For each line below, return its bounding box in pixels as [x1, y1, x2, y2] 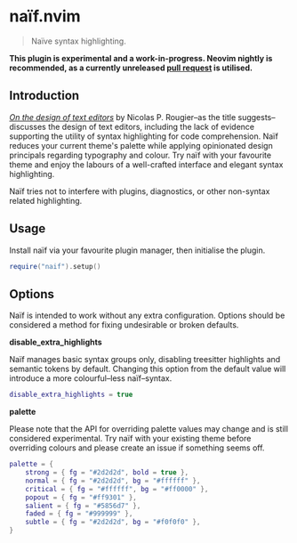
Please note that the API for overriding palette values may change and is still [9, 424, 289, 434]
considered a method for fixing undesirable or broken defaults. [9, 320, 239, 330]
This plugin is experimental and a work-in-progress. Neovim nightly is [9, 53, 273, 63]
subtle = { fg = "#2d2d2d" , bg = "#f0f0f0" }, [25, 518, 201, 527]
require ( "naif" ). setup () [9, 262, 101, 271]
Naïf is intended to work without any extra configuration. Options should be [9, 310, 285, 321]
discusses [9, 121, 46, 132]
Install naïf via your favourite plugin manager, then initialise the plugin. [9, 245, 266, 255]
